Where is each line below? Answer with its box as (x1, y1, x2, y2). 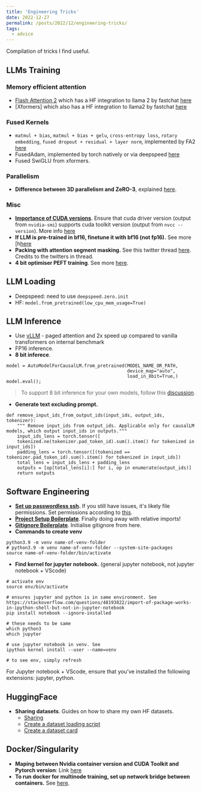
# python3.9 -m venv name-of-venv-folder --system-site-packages (6, 545, 173, 551)
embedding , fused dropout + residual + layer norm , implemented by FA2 (14, 138, 196, 145)
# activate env (6, 579, 44, 585)
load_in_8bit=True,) (127, 373, 179, 379)
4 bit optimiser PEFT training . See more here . (14, 259, 129, 266)
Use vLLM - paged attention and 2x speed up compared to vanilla (14, 332, 178, 339)
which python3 (6, 626, 42, 632)
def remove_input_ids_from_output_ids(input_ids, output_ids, (6, 413, 165, 419)
